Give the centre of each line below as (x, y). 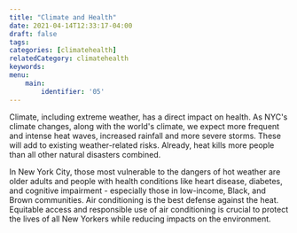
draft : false (33, 34)
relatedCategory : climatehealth (69, 58)
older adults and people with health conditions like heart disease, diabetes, (146, 181)
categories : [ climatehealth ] (63, 50)
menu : (19, 75)
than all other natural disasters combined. (85, 154)
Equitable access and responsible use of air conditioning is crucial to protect (149, 209)
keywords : (27, 67)
